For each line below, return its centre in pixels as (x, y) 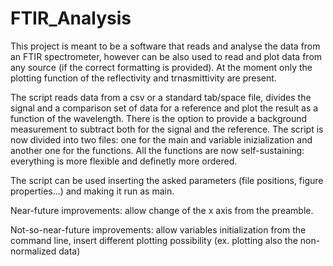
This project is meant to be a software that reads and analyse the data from (165, 46)
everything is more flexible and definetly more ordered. (124, 161)
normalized (33, 251)
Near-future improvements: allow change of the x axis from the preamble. (162, 210)
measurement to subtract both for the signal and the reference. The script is (167, 129)
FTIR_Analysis (71, 18)
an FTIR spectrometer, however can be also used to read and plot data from (166, 56)
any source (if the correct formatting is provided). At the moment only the (161, 67)
